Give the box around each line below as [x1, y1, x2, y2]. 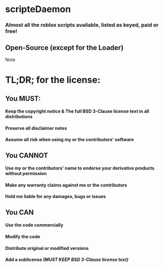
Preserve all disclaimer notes [5, 125, 67, 131]
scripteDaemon [5, 4, 71, 15]
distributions [5, 114, 33, 120]
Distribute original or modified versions [5, 245, 89, 251]
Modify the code [5, 234, 41, 240]
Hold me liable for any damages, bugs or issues [5, 194, 106, 200]
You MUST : [5, 94, 41, 103]
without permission [5, 170, 47, 176]
